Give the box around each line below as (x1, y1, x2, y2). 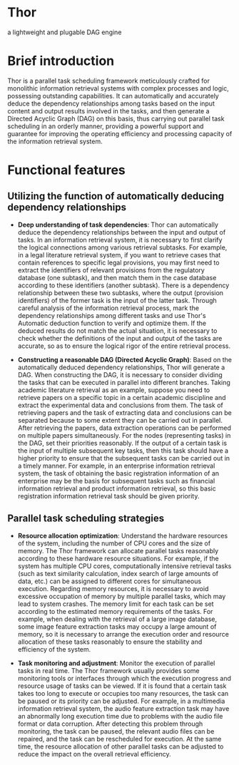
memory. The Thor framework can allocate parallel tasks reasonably (17, 546, 219, 555)
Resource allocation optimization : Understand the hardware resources (17, 531, 228, 540)
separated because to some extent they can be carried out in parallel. (17, 416, 223, 424)
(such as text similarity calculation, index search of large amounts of (17, 569, 219, 577)
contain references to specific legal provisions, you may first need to (17, 258, 220, 267)
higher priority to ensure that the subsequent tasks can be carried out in (17, 453, 230, 462)
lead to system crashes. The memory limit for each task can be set (17, 600, 214, 608)
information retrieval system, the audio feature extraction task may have (17, 704, 230, 713)
